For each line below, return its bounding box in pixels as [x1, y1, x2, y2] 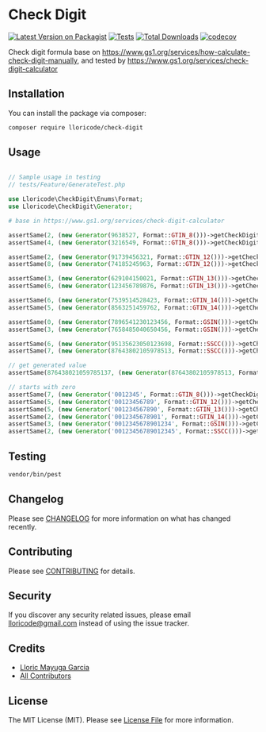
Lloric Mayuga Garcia [19, 663, 89, 672]
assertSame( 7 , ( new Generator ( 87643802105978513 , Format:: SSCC [8, 347, 222, 355]
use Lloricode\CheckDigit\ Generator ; [8, 202, 133, 211]
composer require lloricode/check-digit [8, 123, 144, 132]
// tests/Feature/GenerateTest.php [8, 181, 126, 189]
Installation [8, 87, 65, 101]
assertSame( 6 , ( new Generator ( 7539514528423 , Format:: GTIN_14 [8, 296, 218, 305]
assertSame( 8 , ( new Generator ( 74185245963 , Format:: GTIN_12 [8, 260, 211, 268]
